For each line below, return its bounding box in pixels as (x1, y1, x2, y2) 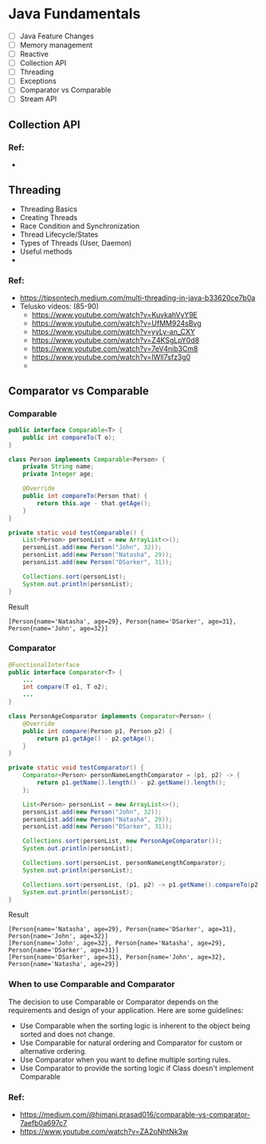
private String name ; (22, 463, 94, 471)
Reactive (19, 49, 49, 59)
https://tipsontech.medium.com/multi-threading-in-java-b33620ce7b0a (19, 293, 256, 303)
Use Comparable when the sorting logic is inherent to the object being (19, 1020, 251, 1030)
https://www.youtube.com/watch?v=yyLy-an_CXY (31, 327, 195, 337)
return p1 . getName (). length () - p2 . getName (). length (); (37, 779, 226, 787)
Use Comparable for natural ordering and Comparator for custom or (19, 1038, 243, 1047)
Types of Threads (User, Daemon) (19, 238, 132, 247)
